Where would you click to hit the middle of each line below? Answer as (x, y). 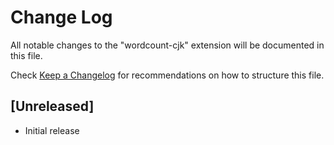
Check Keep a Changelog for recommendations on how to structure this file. (167, 75)
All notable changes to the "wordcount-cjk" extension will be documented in (167, 45)
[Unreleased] (52, 106)
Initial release (52, 130)
